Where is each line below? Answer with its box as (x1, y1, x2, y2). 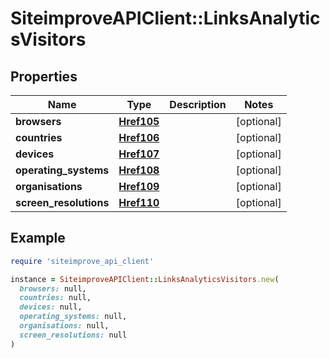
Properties (10, 68, 78, 85)
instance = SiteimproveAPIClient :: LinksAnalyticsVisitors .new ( (10, 274, 280, 284)
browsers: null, (19, 283, 87, 294)
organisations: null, (19, 321, 110, 331)
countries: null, (19, 293, 92, 303)
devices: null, (19, 302, 83, 312)
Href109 (118, 180, 160, 193)
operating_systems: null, (19, 312, 128, 322)
